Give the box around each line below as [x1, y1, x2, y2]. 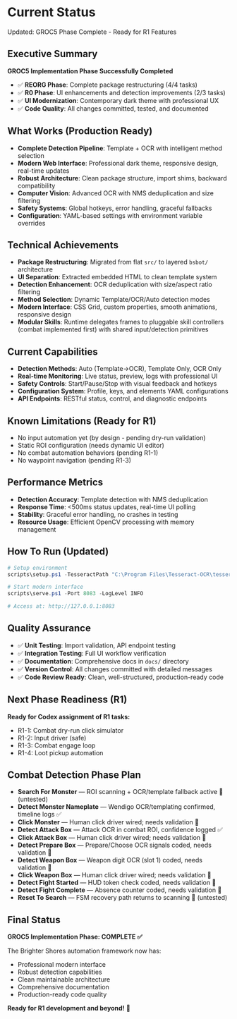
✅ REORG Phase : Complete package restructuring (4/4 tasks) [17, 80, 197, 89]
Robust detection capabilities [17, 968, 102, 977]
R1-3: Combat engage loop [17, 741, 96, 750]
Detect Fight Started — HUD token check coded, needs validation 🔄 [17, 879, 217, 887]
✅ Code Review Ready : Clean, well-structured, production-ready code [17, 673, 224, 681]
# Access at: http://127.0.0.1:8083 [7, 603, 115, 610]
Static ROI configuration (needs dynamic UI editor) [17, 441, 164, 449]
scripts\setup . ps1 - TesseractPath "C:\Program [7, 570, 147, 578]
